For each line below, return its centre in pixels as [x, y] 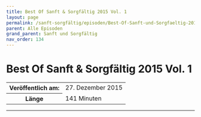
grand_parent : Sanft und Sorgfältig [52, 34]
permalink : [20, 23]
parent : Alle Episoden [34, 28]
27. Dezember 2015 [94, 88]
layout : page [22, 17]
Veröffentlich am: [34, 88]
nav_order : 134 [25, 39]
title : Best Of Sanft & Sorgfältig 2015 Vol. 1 [67, 12]
